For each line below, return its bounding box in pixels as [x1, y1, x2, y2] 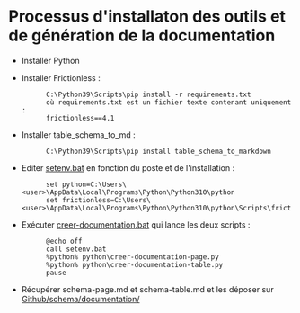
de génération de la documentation [8, 25, 276, 46]
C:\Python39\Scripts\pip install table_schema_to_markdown [45, 147, 271, 156]
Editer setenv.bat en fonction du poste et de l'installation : [21, 162, 235, 173]
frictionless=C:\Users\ [61, 195, 151, 204]
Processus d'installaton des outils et [8, 6, 287, 27]
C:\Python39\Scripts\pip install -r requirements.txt [45, 90, 251, 99]
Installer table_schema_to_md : [21, 129, 136, 140]
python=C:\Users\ [61, 180, 127, 189]
